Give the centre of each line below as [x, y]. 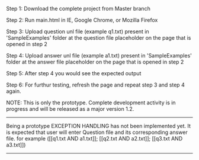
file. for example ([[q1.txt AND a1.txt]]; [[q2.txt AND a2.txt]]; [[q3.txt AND [94, 138]
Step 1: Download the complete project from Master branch [78, 9]
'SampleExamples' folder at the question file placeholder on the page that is [99, 38]
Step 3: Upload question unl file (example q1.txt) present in [78, 31]
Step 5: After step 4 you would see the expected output [74, 73]
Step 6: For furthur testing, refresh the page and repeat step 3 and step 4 [95, 85]
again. [14, 91]
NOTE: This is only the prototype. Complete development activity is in [91, 103]
